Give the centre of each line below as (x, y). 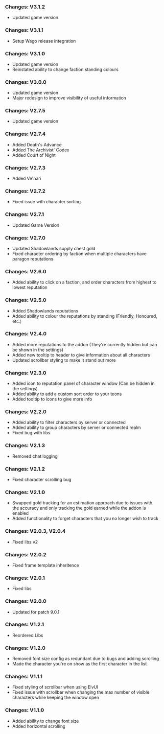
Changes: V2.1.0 (25, 492)
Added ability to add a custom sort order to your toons (67, 394)
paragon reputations (33, 259)
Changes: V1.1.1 (24, 677)
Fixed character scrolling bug (42, 480)
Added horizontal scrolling (39, 726)
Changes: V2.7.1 (24, 214)
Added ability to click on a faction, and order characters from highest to (84, 282)
